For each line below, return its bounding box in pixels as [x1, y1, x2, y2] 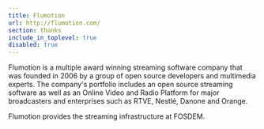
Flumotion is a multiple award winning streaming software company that [8, 63, 243, 72]
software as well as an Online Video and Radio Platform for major [8, 88, 220, 97]
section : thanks [8, 26, 62, 34]
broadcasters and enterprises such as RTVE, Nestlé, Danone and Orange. [8, 97, 248, 106]
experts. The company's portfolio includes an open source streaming [8, 80, 233, 89]
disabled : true [8, 41, 58, 49]
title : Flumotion [8, 11, 66, 20]
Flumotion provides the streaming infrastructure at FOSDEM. [8, 112, 206, 121]
